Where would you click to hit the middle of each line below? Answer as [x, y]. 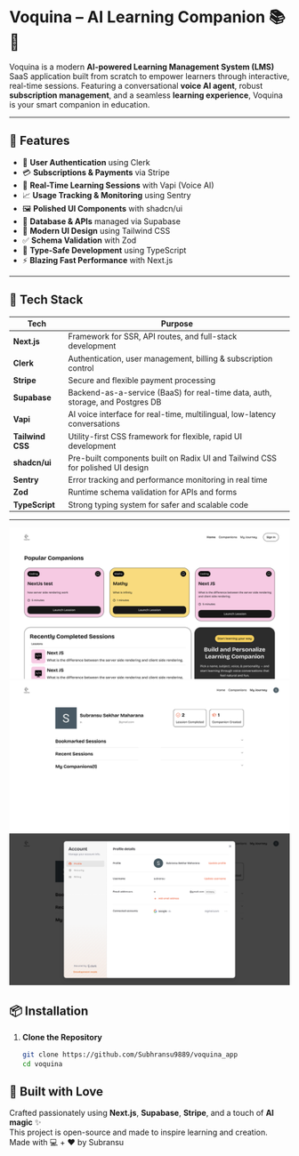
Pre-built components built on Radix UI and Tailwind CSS [173, 458]
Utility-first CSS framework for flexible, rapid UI [155, 436]
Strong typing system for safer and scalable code [158, 504]
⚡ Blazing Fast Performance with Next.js [97, 260]
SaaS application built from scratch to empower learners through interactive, [149, 76]
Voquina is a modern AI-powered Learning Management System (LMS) [142, 67]
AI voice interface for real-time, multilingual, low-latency [172, 414]
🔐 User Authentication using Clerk [86, 162]
